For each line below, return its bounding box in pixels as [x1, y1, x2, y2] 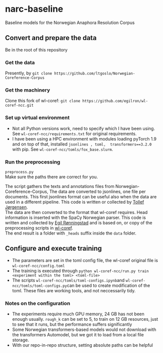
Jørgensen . [5, 204, 28, 210]
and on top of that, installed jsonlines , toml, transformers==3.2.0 [12, 141, 152, 147]
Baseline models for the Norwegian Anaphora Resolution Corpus [5, 20, 135, 25]
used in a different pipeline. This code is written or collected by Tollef [5, 199, 144, 205]
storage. [12, 337, 29, 343]
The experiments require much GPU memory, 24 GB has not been [12, 311, 145, 317]
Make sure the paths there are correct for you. [5, 174, 98, 180]
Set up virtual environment [5, 114, 70, 121]
